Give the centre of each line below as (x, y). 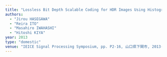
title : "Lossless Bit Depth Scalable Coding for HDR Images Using (75, 10)
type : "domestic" (23, 42)
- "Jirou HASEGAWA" (30, 19)
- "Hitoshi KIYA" (28, 33)
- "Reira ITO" (24, 24)
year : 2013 (16, 38)
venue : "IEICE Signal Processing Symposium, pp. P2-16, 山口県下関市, (78, 47)
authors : (14, 14)
